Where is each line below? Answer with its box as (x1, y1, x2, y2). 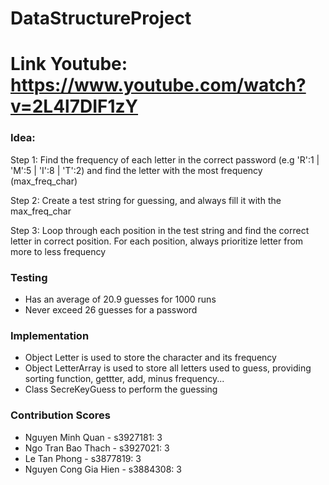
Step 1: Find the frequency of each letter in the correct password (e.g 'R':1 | (10, 153, 320, 166)
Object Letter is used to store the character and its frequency (24, 352, 277, 364)
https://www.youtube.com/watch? (10, 74, 307, 97)
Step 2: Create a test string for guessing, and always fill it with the (10, 194, 282, 206)
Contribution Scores (10, 408, 112, 422)
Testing (10, 270, 48, 284)
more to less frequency (10, 245, 107, 257)
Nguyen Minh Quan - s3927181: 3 (24, 431, 163, 443)
